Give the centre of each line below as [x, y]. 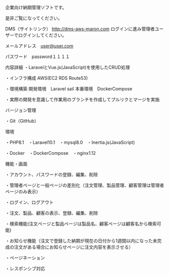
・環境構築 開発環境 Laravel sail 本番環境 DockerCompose [69, 89]
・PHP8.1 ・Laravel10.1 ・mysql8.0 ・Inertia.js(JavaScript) [70, 142]
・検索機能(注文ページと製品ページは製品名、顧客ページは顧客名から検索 [81, 224]
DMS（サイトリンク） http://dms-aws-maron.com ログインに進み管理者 [80, 29]
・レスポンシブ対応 [25, 268]
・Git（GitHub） [22, 121]
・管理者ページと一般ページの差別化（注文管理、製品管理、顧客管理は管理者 [85, 185]
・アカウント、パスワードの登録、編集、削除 [52, 175]
